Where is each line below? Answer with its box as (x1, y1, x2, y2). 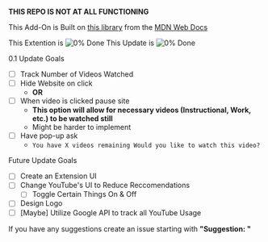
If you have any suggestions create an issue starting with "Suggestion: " (8, 223, 252, 233)
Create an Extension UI (19, 171, 97, 181)
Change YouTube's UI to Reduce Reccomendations (19, 181, 191, 190)
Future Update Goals (8, 156, 77, 165)
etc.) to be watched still (31, 114, 113, 123)
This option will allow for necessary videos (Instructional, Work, (31, 105, 252, 115)
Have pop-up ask (19, 131, 78, 140)
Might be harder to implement (31, 123, 132, 132)
